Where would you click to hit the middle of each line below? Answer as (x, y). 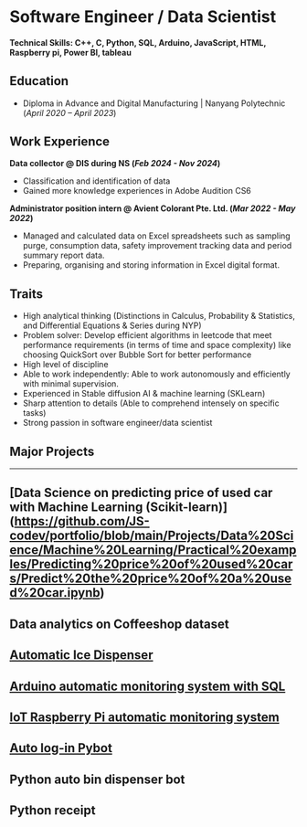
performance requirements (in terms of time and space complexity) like (157, 345)
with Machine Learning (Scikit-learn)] (119, 508)
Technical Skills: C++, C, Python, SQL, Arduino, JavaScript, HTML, (138, 42)
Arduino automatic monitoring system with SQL (148, 686)
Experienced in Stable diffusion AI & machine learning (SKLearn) (144, 394)
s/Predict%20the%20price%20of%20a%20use (151, 579)
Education (39, 81)
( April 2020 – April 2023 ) (69, 112)
